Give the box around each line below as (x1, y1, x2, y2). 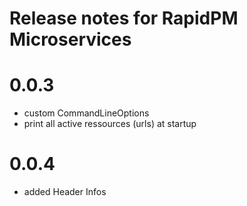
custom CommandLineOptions (23, 107, 150, 119)
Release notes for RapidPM (9, 7, 239, 30)
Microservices (9, 28, 132, 51)
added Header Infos (23, 186, 107, 198)
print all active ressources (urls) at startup (23, 118, 197, 130)
